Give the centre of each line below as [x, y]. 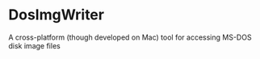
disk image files [34, 45]
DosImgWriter [57, 15]
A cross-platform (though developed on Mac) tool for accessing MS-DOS [130, 37]
